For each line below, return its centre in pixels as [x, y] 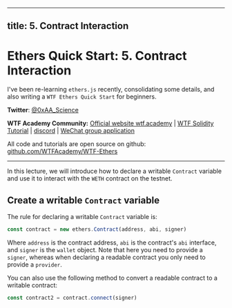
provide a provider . [35, 265]
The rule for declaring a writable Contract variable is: [82, 217]
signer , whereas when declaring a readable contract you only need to [106, 257]
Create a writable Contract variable [84, 200]
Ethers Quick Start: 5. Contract [97, 55]
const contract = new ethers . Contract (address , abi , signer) [97, 229]
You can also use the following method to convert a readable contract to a [112, 278]
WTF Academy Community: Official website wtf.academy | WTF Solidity [110, 123]
